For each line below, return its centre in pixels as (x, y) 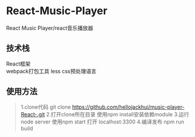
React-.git (33, 114)
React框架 (18, 64)
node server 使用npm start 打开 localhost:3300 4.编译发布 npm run (103, 122)
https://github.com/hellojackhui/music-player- (128, 107)
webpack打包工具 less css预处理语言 (51, 71)
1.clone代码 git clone (46, 107)
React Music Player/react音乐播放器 (50, 28)
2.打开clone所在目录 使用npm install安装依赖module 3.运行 (118, 114)
